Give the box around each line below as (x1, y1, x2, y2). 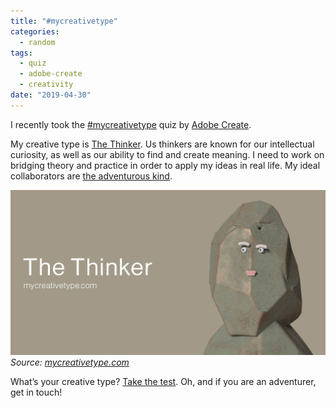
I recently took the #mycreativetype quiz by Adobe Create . (10, 118, 252, 130)
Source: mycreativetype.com (10, 356, 130, 369)
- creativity (19, 80, 74, 90)
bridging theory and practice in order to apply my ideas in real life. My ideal (10, 159, 321, 171)
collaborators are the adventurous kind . (10, 170, 173, 182)
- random (19, 37, 56, 47)
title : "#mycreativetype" (10, 16, 118, 26)
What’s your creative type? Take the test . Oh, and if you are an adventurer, (10, 376, 317, 388)
